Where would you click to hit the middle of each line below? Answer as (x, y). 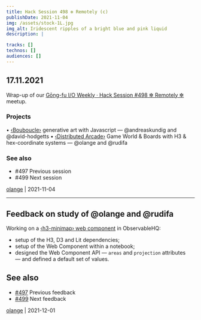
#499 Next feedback (40, 298)
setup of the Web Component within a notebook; (75, 246)
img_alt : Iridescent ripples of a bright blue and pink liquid (87, 29)
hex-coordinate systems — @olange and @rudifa (67, 142)
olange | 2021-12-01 (31, 310)
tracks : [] (20, 45)
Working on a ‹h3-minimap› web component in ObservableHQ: (83, 228)
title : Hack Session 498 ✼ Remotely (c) (57, 12)
